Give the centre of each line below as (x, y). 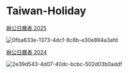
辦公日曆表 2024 (26, 52)
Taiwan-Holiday (46, 11)
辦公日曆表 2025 (26, 28)
